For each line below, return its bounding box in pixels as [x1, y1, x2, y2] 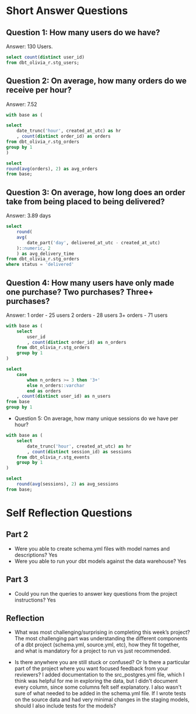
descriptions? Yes [14, 551, 58, 558]
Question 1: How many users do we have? [6, 28, 160, 37]
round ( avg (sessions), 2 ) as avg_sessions [16, 481, 118, 487]
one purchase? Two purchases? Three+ [6, 287, 153, 297]
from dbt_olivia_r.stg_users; [6, 60, 80, 66]
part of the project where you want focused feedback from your [14, 665, 168, 672]
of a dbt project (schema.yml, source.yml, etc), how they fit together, [14, 641, 180, 648]
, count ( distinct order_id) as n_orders [27, 339, 127, 345]
